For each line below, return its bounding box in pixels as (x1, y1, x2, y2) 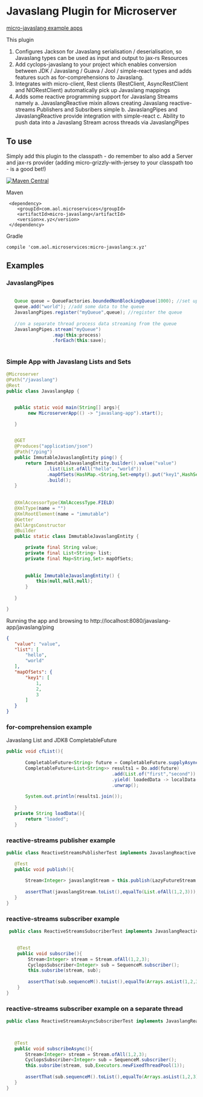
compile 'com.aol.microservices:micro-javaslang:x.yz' (6, 244, 147, 250)
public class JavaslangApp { (6, 388, 80, 395)
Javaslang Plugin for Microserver (6, 4, 177, 18)
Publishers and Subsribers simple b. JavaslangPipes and (36, 106, 178, 113)
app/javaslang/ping (6, 623, 54, 631)
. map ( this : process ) (52, 332, 101, 338)
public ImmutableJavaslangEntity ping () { (14, 455, 123, 461)
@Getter (14, 517, 34, 523)
